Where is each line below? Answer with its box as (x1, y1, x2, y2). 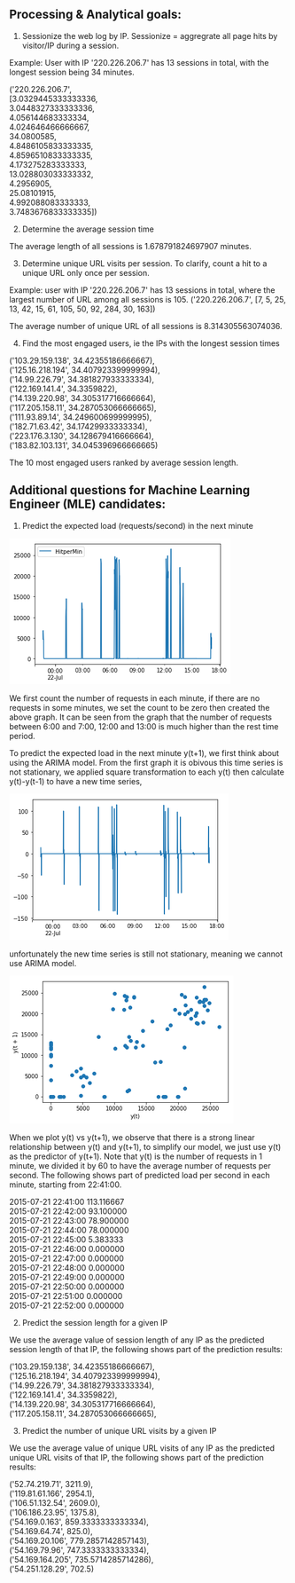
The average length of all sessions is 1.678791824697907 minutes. (9, 240, 252, 251)
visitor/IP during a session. (21, 40, 120, 51)
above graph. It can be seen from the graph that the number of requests (9, 712, 273, 722)
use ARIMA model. (9, 957, 77, 968)
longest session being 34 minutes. (9, 67, 135, 77)
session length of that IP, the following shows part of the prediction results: (9, 1343, 283, 1354)
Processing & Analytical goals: (9, 7, 182, 22)
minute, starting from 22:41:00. (9, 1179, 122, 1190)
